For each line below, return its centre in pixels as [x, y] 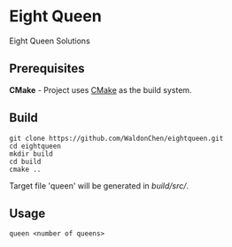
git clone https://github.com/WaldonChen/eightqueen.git [116, 138]
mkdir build [31, 154]
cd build [25, 161]
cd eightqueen [35, 146]
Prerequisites [47, 69]
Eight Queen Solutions [50, 41]
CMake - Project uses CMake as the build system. [101, 89]
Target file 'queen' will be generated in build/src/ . [99, 185]
